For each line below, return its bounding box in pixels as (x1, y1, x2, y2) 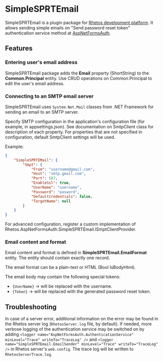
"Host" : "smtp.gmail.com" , (31, 171, 86, 176)
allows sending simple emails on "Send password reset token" (5, 24, 130, 30)
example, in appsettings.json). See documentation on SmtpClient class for (5, 123, 154, 129)
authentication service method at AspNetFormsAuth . (5, 30, 111, 36)
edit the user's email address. (5, 80, 65, 86)
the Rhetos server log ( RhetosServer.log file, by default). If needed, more (5, 321, 152, 327)
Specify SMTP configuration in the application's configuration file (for (5, 119, 145, 124)
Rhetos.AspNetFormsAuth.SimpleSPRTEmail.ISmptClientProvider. (5, 226, 137, 232)
